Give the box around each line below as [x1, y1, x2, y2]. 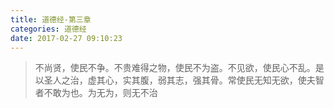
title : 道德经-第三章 [10, 14, 92, 25]
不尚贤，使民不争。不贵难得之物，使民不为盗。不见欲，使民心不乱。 [34, 62, 316, 74]
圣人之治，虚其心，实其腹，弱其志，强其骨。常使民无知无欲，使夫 [43, 74, 316, 86]
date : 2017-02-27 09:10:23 [10, 33, 123, 43]
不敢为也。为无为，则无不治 [43, 87, 158, 99]
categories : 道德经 [10, 24, 87, 34]
